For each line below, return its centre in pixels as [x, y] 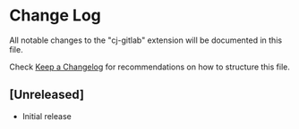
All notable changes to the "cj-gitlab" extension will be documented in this [146, 40]
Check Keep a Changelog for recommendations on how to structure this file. [150, 67]
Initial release [47, 116]
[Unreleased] [47, 95]
